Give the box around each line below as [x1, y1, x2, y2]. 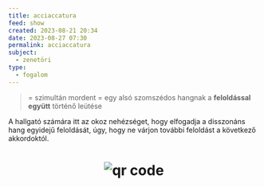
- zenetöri [15, 56, 52, 64]
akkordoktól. [8, 133, 49, 143]
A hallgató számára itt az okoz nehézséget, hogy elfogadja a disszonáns [8, 116, 246, 126]
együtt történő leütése [27, 101, 102, 111]
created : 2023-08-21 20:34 [8, 26, 98, 34]
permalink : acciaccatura [8, 41, 91, 49]
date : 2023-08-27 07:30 [8, 33, 88, 42]
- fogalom [15, 71, 48, 79]
